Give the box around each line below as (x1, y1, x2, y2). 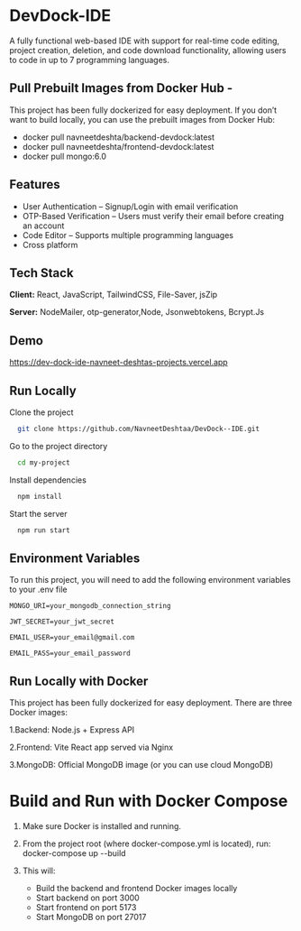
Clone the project (9, 407, 74, 418)
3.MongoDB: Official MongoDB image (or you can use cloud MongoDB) (9, 760, 274, 770)
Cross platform (22, 239, 78, 250)
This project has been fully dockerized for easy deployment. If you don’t (9, 105, 278, 115)
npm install (17, 492, 63, 501)
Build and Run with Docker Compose (9, 791, 288, 812)
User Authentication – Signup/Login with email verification (22, 200, 239, 212)
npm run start (17, 525, 70, 535)
